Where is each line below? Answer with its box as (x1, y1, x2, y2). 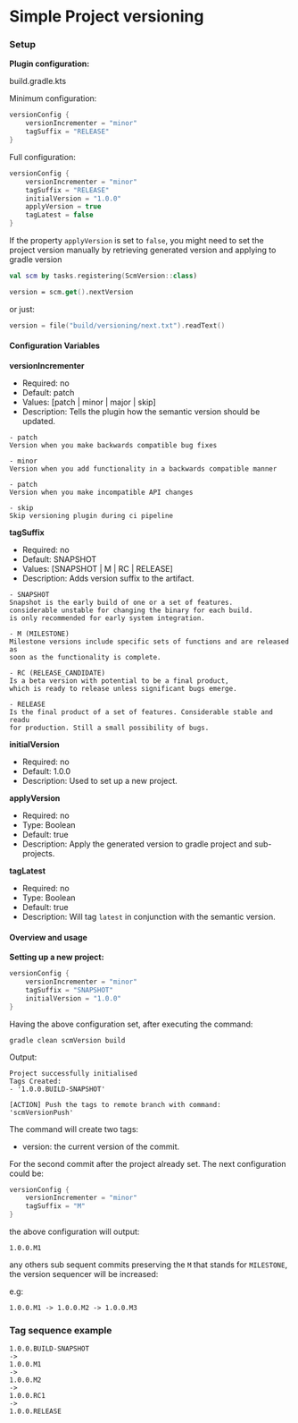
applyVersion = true (25, 202, 102, 211)
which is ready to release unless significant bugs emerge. (9, 684, 238, 693)
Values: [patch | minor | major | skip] (21, 396, 156, 407)
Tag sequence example (9, 1324, 112, 1336)
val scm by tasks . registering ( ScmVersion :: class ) (9, 271, 198, 281)
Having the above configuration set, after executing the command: (9, 1018, 253, 1029)
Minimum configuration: (9, 93, 97, 104)
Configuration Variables (9, 340, 101, 351)
